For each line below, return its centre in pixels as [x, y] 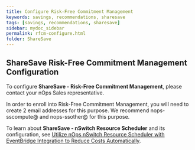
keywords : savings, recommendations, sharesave [66, 17]
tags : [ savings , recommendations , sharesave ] [63, 22]
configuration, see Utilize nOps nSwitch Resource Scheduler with [85, 134]
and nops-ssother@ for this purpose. [84, 116]
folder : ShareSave [29, 39]
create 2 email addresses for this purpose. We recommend [78, 110]
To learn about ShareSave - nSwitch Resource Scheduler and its [86, 128]
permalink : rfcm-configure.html [46, 34]
